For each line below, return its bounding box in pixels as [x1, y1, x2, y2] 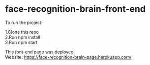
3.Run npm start [5, 39, 38, 45]
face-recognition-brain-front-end [5, 3, 146, 15]
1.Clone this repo [5, 29, 39, 35]
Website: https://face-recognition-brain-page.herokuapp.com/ [5, 54, 132, 60]
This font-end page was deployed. [5, 49, 75, 55]
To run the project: [5, 20, 43, 25]
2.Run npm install [5, 34, 40, 40]
